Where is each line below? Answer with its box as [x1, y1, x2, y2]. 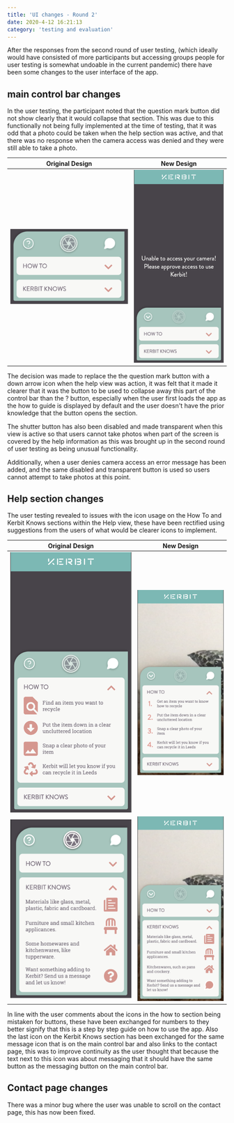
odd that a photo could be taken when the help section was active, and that [7, 129, 224, 137]
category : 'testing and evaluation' [7, 26, 114, 33]
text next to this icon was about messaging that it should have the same [7, 1054, 213, 1062]
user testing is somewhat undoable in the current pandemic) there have [7, 61, 212, 69]
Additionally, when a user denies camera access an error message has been [7, 458, 226, 466]
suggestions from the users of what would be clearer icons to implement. [7, 526, 217, 534]
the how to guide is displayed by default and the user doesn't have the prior [7, 401, 225, 410]
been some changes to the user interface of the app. [7, 68, 159, 77]
